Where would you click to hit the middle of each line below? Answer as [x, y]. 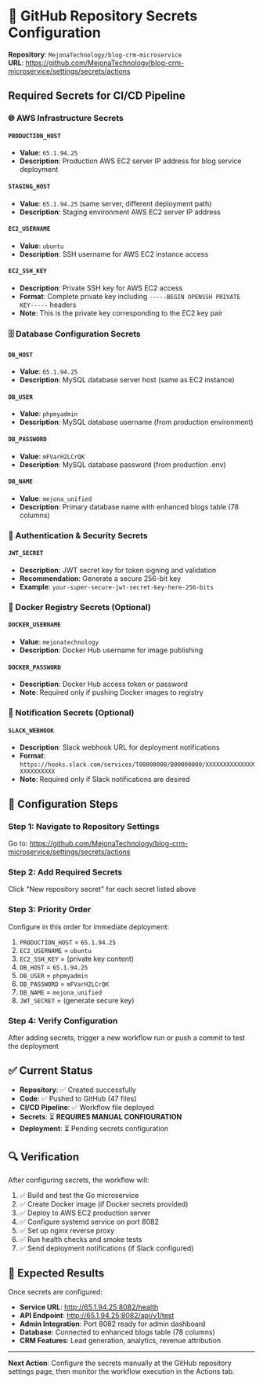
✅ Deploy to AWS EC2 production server [85, 1213]
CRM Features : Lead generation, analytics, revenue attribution [120, 1341]
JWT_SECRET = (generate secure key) [77, 1000]
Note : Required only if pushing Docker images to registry [111, 692]
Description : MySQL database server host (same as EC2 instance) [127, 380]
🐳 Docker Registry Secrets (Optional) [79, 607]
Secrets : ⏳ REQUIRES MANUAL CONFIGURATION [101, 1116]
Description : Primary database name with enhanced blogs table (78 [129, 506]
